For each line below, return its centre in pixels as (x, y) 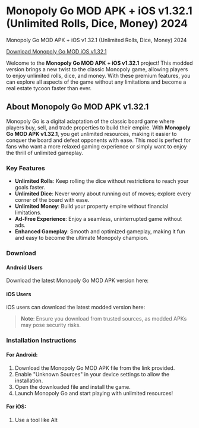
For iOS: (16, 407)
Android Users (24, 267)
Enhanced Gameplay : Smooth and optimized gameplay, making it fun (100, 232)
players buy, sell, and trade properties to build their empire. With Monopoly (98, 127)
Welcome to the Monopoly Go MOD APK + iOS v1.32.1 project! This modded (99, 63)
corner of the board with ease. (52, 200)
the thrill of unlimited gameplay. (45, 153)
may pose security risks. (51, 325)
